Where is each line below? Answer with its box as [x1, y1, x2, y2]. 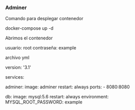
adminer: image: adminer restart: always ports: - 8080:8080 [5, 84, 130, 90]
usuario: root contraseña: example [5, 45, 77, 51]
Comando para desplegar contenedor [5, 16, 84, 22]
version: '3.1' [5, 65, 31, 71]
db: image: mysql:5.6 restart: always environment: [5, 94, 109, 100]
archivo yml [5, 54, 30, 61]
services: [5, 74, 24, 80]
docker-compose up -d [5, 25, 54, 31]
